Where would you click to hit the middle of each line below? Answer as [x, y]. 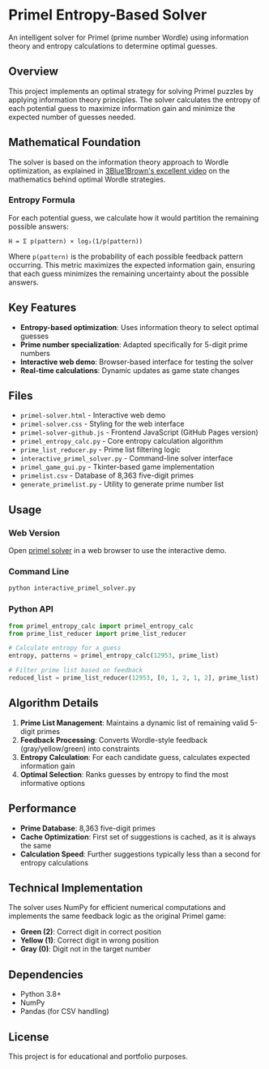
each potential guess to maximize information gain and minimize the [122, 108]
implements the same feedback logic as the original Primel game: [117, 916]
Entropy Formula [42, 200]
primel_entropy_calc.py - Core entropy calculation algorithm [122, 441]
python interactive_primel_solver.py [72, 588]
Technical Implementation [76, 888]
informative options [52, 783]
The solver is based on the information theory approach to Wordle [119, 162]
